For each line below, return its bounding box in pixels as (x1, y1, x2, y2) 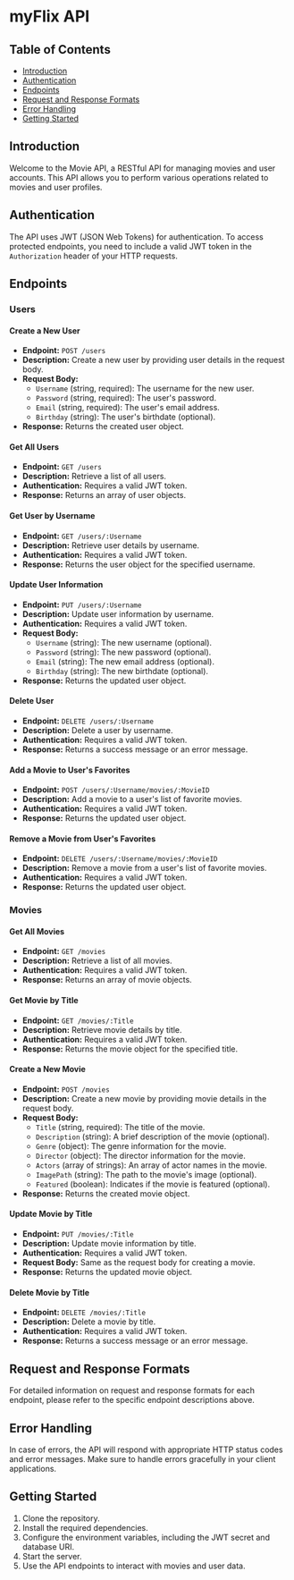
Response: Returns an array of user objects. (21, 490, 186, 501)
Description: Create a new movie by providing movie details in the (21, 1093, 267, 1103)
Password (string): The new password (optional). (35, 646, 212, 657)
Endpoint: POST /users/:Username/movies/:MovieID (21, 784, 210, 795)
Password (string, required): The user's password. (35, 393, 217, 403)
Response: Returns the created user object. (21, 421, 185, 432)
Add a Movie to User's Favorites (9, 765, 130, 775)
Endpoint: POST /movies (21, 1084, 110, 1094)
